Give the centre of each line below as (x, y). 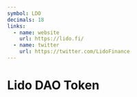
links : (16, 26)
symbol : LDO (24, 13)
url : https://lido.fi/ (52, 39)
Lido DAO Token (53, 85)
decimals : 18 (26, 20)
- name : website (36, 32)
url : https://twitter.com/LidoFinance (75, 52)
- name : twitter (36, 45)
